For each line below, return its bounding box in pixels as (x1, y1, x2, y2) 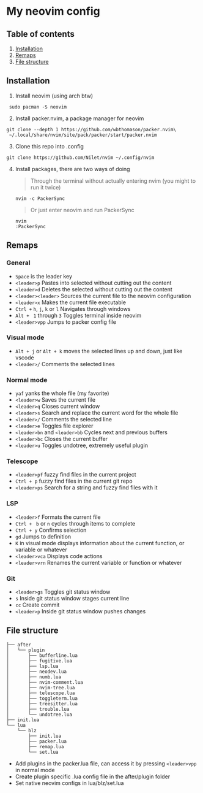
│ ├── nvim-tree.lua (6, 684, 75, 691)
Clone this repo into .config (15, 142, 84, 150)
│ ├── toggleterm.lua (6, 695, 78, 702)
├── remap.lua (28, 743, 64, 749)
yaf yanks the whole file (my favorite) (15, 389, 109, 397)
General (6, 259, 31, 267)
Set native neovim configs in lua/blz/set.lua (15, 779, 124, 786)
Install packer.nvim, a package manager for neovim (15, 115, 144, 122)
